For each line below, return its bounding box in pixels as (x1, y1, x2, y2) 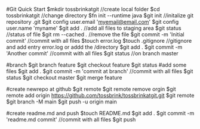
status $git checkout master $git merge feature (6, 74, 122, 81)
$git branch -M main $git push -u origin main (6, 98, 118, 105)
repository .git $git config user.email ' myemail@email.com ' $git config (6, 18, 179, 25)
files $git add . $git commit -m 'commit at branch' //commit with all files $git (6, 68, 193, 74)
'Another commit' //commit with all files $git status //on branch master (6, 50, 179, 56)
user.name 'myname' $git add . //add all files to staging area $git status (6, 24, 181, 32)
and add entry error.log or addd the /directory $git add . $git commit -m (6, 43, 183, 51)
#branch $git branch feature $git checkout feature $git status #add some (6, 61, 187, 68)
